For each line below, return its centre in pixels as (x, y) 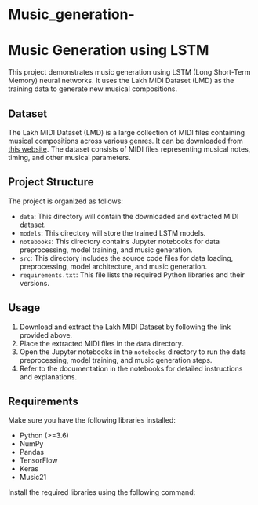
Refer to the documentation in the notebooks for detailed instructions (131, 368)
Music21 (33, 478)
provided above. (46, 335)
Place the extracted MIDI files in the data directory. (102, 343)
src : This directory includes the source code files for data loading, (126, 258)
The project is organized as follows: (66, 201)
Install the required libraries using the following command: (102, 492)
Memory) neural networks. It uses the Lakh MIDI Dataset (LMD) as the (121, 81)
